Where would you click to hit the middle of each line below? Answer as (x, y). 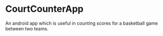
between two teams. (27, 28)
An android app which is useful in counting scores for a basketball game (81, 23)
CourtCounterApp (44, 9)
